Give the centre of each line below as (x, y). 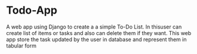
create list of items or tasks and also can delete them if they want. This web (99, 33)
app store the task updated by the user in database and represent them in (96, 39)
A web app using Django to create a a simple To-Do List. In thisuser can (94, 27)
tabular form (21, 46)
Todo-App (32, 10)
